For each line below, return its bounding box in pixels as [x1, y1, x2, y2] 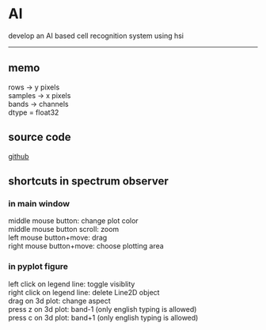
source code [8, 131, 71, 144]
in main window [8, 198, 70, 209]
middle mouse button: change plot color [8, 216, 139, 226]
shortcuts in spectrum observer [8, 174, 169, 188]
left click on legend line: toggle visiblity [8, 279, 135, 289]
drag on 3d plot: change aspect [8, 296, 111, 305]
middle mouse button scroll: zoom [8, 225, 120, 234]
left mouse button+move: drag [8, 233, 108, 242]
